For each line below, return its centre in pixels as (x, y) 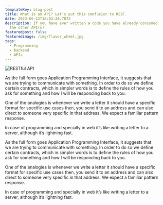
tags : (10, 41)
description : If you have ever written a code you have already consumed (81, 23)
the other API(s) (27, 28)
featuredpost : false (26, 32)
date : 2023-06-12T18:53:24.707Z (38, 18)
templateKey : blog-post (29, 9)
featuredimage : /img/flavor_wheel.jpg (44, 37)
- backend (19, 50)
